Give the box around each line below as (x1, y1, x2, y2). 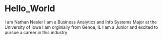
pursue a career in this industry (4, 29, 68, 35)
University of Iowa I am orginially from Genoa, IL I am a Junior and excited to (4, 24, 158, 30)
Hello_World (4, 3, 56, 14)
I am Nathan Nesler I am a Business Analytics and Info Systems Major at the (4, 19, 157, 25)
